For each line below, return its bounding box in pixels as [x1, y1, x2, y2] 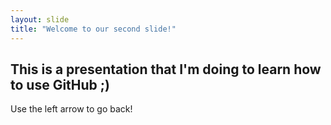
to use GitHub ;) [10, 76, 110, 93]
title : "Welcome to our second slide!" [10, 24, 177, 34]
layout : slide [10, 14, 70, 25]
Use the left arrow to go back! [10, 103, 133, 115]
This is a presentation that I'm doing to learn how [10, 61, 322, 78]
